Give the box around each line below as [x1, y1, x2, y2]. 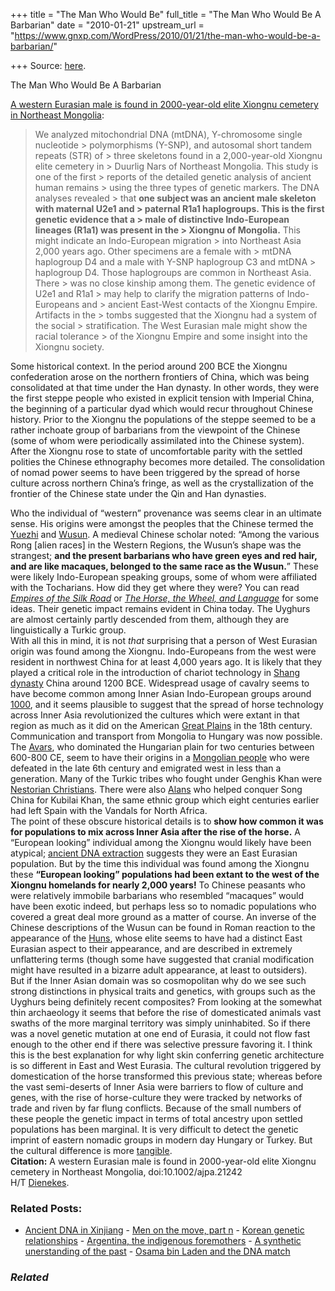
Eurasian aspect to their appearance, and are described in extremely [10, 943, 293, 954]
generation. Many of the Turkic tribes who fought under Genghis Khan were [10, 773, 323, 784]
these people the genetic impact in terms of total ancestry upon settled [10, 1113, 303, 1124]
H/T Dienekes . [10, 1177, 70, 1188]
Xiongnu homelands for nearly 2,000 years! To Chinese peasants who [10, 879, 306, 891]
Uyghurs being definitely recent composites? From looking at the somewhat [10, 996, 323, 1008]
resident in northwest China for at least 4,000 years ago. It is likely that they [10, 656, 323, 668]
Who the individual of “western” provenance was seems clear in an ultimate [10, 507, 322, 519]
